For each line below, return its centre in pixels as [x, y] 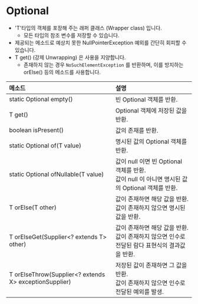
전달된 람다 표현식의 [141, 245]
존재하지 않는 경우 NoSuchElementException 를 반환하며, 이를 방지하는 [103, 65]
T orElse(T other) [33, 207]
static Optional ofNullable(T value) [57, 174]
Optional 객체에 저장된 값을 [151, 110]
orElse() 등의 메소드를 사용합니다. [62, 72]
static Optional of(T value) [45, 146]
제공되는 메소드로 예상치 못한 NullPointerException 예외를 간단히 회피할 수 [100, 42]
